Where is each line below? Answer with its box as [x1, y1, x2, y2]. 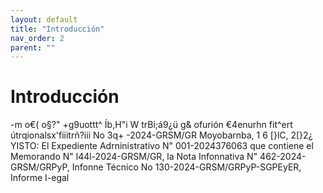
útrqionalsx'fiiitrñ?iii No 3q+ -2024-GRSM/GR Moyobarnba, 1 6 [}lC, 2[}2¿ [10, 129, 313, 141]
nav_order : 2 [10, 33, 65, 43]
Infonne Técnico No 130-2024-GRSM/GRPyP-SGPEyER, [71, 161, 302, 173]
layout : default [10, 14, 78, 25]
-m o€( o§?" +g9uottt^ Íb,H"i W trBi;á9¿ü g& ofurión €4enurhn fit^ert [10, 119, 293, 131]
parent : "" [10, 42, 56, 53]
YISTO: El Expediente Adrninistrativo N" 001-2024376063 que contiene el [10, 140, 314, 152]
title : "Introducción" [10, 24, 105, 34]
